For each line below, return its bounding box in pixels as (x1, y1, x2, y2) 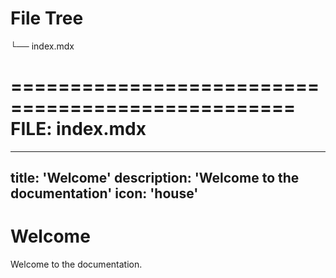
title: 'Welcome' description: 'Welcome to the (10, 170, 300, 187)
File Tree (10, 7, 84, 30)
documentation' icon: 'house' (10, 185, 199, 202)
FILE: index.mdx (10, 118, 147, 141)
